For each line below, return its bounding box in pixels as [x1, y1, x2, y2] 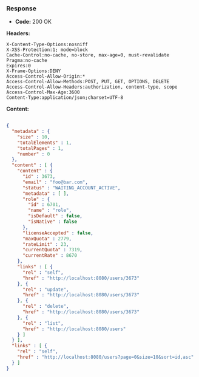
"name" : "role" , [28, 208, 72, 214]
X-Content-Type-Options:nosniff [6, 41, 88, 48]
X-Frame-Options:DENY [6, 68, 61, 74]
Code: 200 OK [15, 18, 52, 25]
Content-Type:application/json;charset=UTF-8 [6, 95, 123, 101]
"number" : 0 [17, 151, 50, 157]
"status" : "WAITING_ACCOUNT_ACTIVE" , [22, 185, 121, 191]
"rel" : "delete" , [22, 304, 69, 310]
